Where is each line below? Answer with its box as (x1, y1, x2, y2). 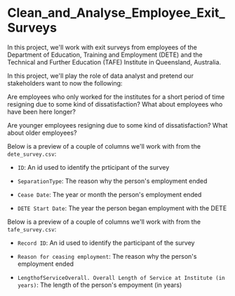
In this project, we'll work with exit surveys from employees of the (7, 43, 198, 51)
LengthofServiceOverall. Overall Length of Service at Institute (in (17, 274, 226, 281)
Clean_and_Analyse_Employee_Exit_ (7, 5, 226, 21)
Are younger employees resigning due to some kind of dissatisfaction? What (7, 121, 228, 129)
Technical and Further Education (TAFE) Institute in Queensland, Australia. (7, 58, 222, 66)
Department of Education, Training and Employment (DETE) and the (7, 51, 203, 59)
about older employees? (7, 128, 77, 137)
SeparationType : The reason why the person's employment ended (17, 177, 208, 185)
